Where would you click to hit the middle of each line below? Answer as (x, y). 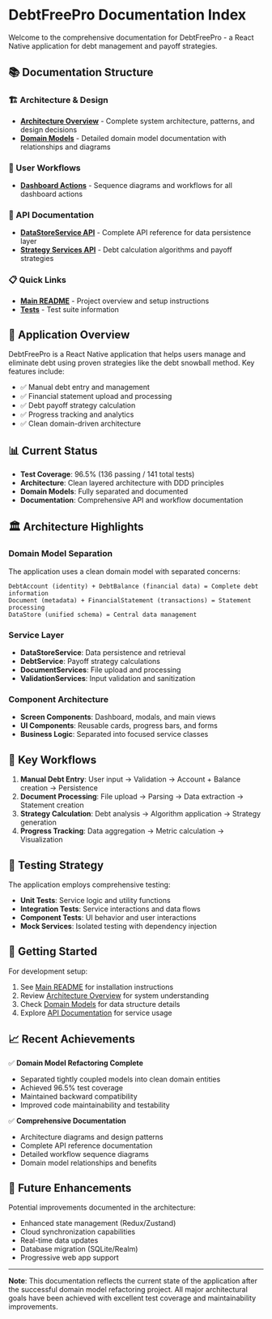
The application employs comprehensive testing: (89, 884)
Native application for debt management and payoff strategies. (113, 45)
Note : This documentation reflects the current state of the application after (133, 1281)
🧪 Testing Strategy (56, 865)
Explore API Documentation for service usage (96, 1013)
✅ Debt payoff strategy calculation (78, 405)
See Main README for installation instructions (97, 987)
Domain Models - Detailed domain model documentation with (123, 138)
